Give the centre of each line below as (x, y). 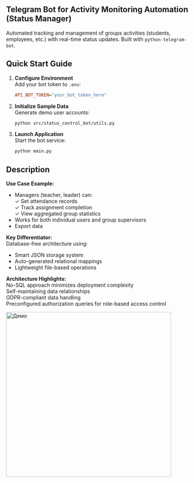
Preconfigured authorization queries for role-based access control (86, 304)
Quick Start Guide (39, 64)
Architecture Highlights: (36, 279)
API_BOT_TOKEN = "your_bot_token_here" (61, 95)
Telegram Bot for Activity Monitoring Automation (97, 10)
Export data (28, 226)
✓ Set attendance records (46, 201)
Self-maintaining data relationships (48, 291)
